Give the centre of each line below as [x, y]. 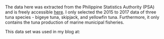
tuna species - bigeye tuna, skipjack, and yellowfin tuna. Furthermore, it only [82, 17]
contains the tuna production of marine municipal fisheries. [65, 22]
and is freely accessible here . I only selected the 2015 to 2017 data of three [81, 12]
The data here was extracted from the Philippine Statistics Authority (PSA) [80, 7]
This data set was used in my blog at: [43, 32]
